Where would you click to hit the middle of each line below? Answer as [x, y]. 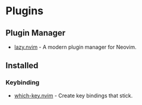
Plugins [25, 11]
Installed [22, 66]
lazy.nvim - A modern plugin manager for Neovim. [75, 47]
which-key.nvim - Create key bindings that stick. [73, 96]
